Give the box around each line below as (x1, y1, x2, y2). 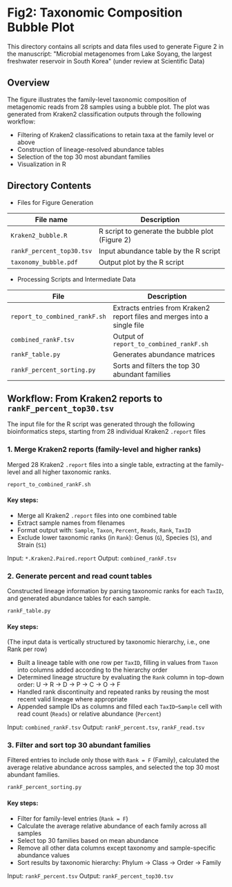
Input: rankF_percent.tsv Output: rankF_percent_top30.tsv (7, 871, 174, 880)
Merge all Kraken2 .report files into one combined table (17, 511, 177, 519)
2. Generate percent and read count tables (7, 571, 153, 581)
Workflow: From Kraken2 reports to (7, 392, 163, 404)
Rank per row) (7, 645, 48, 653)
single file (113, 320, 145, 330)
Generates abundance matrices (113, 350, 215, 359)
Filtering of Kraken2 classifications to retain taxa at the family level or (17, 130, 214, 139)
